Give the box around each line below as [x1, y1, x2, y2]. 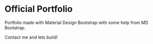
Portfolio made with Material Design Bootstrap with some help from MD [4, 20, 149, 25]
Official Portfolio [4, 3, 73, 15]
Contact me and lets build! [4, 34, 58, 40]
